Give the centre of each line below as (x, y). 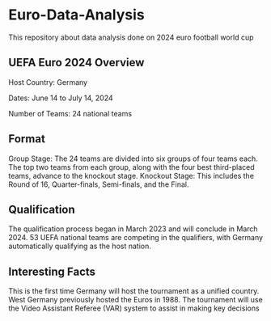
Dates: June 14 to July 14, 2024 (61, 98)
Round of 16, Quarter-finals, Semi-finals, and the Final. (99, 184)
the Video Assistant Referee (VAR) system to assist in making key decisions (134, 308)
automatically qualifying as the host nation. (80, 246)
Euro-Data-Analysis (76, 15)
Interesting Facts (52, 271)
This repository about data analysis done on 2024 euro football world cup (131, 37)
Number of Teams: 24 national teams (70, 113)
